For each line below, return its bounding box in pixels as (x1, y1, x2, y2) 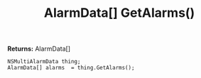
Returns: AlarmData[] (7, 44, 71, 53)
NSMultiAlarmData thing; (7, 58, 81, 65)
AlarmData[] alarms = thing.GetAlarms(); (7, 65, 135, 72)
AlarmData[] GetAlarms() (43, 5, 195, 21)
